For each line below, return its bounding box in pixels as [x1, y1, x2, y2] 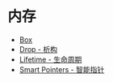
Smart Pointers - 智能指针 [19, 64, 105, 74]
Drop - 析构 [19, 44, 58, 54]
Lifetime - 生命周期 [19, 54, 82, 64]
